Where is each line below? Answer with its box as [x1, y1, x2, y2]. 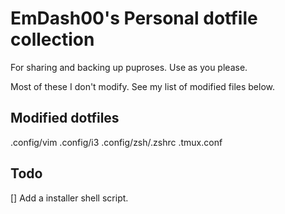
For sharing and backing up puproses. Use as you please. [10, 61, 248, 73]
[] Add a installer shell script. [10, 192, 129, 204]
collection [10, 28, 95, 51]
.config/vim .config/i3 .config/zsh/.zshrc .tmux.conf [10, 136, 223, 148]
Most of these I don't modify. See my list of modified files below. [10, 80, 276, 92]
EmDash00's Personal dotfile [10, 7, 258, 30]
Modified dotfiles [10, 110, 120, 127]
